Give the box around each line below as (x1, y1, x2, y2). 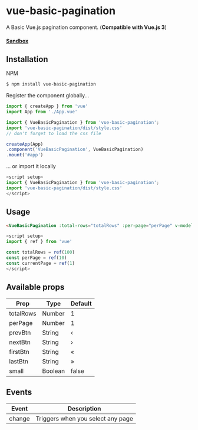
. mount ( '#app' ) (6, 152, 44, 158)
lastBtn (9, 357, 28, 366)
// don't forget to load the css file (6, 130, 101, 136)
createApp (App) (6, 141, 44, 147)
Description (67, 405, 101, 413)
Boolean (42, 367, 65, 375)
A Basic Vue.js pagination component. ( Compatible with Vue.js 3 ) (6, 24, 167, 31)
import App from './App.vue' (6, 109, 78, 115)
